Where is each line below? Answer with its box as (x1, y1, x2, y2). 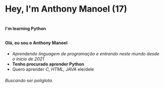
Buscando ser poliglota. (5, 77, 53, 83)
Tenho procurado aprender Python (12, 61, 85, 67)
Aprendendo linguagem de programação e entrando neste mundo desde (12, 51, 160, 57)
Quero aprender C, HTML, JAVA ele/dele (12, 67, 94, 72)
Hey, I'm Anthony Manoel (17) (5, 3, 127, 15)
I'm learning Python (5, 26, 47, 32)
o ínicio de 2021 (12, 56, 45, 62)
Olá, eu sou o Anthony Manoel (5, 40, 68, 46)
